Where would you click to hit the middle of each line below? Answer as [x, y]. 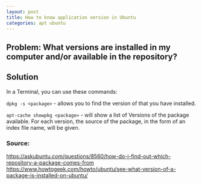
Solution [22, 77]
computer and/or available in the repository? [92, 57]
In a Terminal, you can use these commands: [62, 91]
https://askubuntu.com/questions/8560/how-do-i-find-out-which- [89, 156]
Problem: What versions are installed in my [88, 47]
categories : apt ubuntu [36, 23]
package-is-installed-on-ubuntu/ [47, 175]
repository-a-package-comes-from [50, 162]
